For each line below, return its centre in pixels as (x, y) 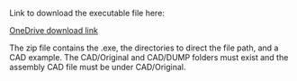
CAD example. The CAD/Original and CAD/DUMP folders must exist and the (149, 57)
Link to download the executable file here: (87, 13)
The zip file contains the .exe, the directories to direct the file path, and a (144, 48)
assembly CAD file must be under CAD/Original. (98, 67)
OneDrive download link (54, 30)
